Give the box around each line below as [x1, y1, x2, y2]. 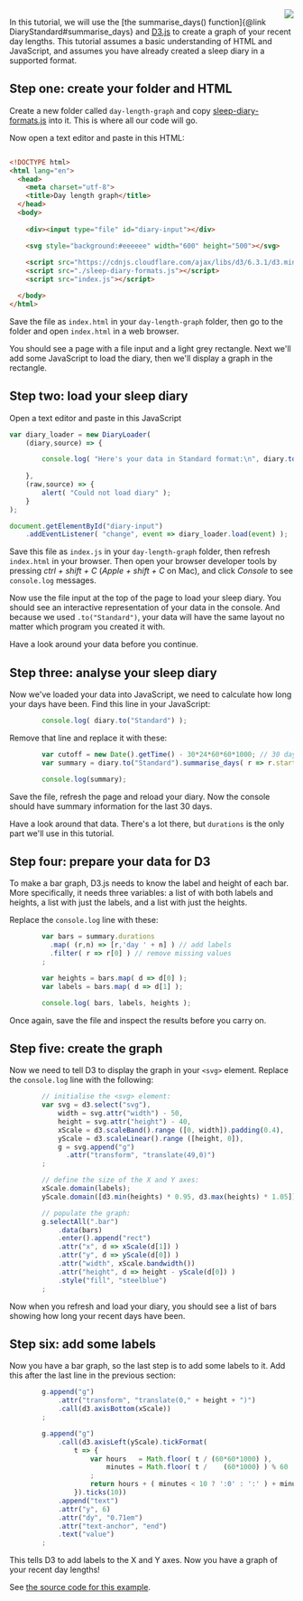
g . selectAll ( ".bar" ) [41, 1217, 119, 1226]
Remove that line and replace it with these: [9, 732, 168, 743]
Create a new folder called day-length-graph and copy [9, 105, 211, 116]
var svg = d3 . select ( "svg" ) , [41, 1100, 151, 1110]
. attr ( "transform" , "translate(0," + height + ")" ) [57, 1396, 256, 1405]
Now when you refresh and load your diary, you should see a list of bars [9, 1301, 277, 1312]
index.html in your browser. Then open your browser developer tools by [9, 556, 278, 567]
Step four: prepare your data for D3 [9, 853, 211, 869]
